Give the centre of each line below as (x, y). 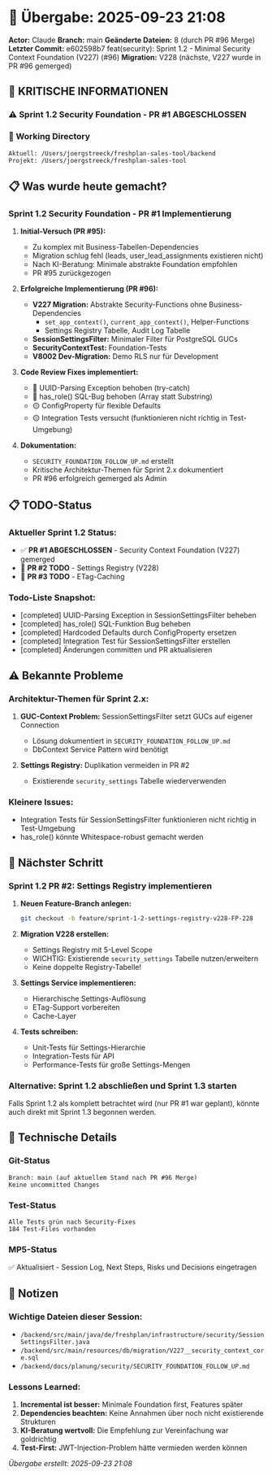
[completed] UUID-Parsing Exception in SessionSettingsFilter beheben (138, 615)
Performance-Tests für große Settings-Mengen (111, 1064)
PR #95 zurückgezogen (71, 273)
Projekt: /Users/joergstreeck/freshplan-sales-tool (97, 160)
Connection (39, 725)
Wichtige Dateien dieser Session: (76, 1317)
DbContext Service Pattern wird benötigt (100, 749)
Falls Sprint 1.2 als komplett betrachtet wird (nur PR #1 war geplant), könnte (134, 1103)
